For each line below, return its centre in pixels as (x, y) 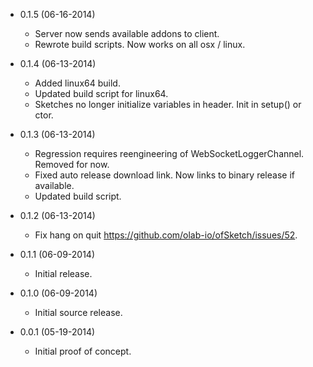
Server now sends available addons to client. (127, 33)
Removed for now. (72, 164)
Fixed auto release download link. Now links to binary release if (164, 175)
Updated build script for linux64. (101, 93)
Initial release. (63, 273)
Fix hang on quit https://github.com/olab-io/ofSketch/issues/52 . (166, 235)
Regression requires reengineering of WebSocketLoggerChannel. (169, 153)
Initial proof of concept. (83, 351)
